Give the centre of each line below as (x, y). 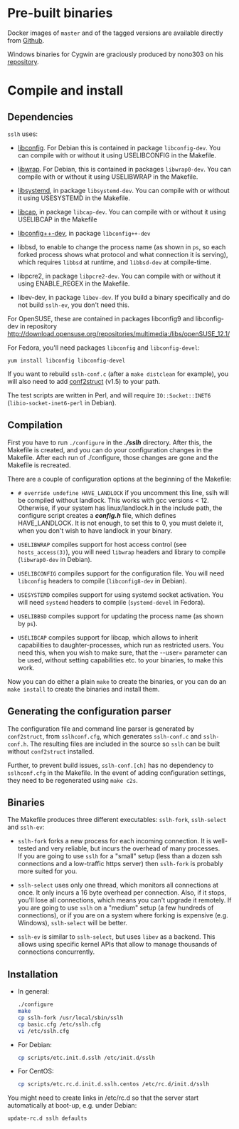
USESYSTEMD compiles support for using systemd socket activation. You (121, 594)
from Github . (26, 40)
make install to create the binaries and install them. (84, 689)
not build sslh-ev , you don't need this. (74, 305)
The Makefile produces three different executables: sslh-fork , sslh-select (117, 820)
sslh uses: (22, 134)
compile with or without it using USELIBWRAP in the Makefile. (108, 177)
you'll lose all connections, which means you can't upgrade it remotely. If (124, 900)
